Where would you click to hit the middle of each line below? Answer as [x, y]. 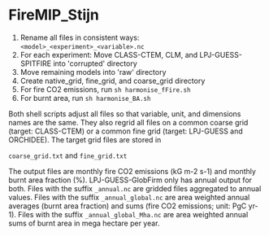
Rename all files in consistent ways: [80, 37]
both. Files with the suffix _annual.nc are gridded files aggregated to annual [135, 188]
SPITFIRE [35, 63]
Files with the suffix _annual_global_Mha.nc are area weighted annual [133, 214]
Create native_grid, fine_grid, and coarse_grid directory [113, 81]
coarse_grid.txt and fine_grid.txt [68, 155]
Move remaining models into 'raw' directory [93, 72]
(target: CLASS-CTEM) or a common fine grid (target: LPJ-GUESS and [126, 131]
